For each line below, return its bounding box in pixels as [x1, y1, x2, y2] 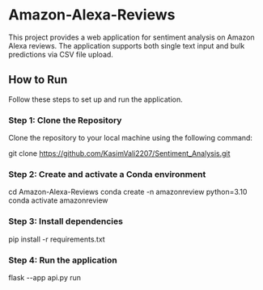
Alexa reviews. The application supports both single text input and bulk [8, 40, 245, 50]
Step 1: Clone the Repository [8, 115, 122, 126]
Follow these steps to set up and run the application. [8, 95, 184, 104]
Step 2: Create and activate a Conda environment [8, 168, 206, 179]
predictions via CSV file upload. [8, 49, 113, 59]
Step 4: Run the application [8, 254, 117, 266]
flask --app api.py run [8, 272, 82, 282]
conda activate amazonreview [8, 195, 108, 205]
